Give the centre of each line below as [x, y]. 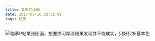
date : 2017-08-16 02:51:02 [33, 14]
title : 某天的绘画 [23, 10]
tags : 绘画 [16, 19]
